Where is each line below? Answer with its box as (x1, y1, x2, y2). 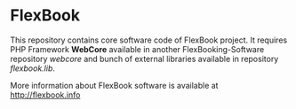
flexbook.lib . (10, 63, 56, 74)
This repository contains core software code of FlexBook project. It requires (10, 35, 288, 45)
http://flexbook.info (10, 90, 81, 100)
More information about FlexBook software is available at (10, 80, 219, 90)
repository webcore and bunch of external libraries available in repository (10, 53, 279, 64)
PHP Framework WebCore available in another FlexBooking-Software (10, 43, 265, 54)
